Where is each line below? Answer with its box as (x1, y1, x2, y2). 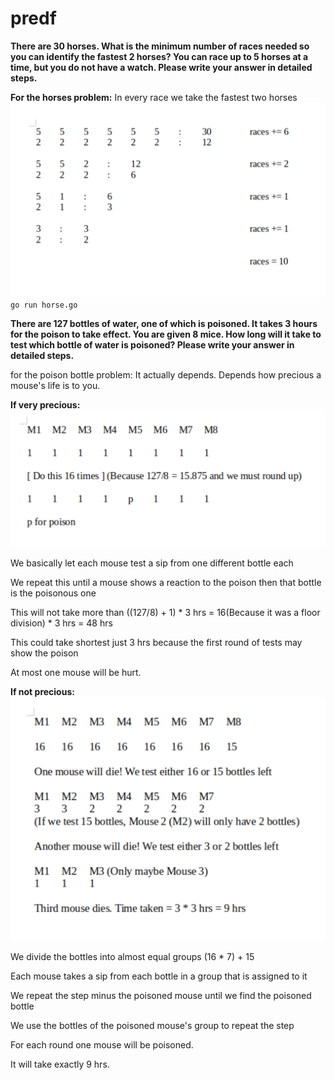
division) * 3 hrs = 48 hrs (10, 617, 113, 629)
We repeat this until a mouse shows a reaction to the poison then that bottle (10, 576, 322, 588)
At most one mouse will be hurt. (10, 666, 142, 678)
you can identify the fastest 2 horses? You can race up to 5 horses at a (10, 50, 309, 62)
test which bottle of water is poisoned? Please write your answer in (10, 338, 295, 351)
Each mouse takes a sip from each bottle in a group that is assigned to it (10, 970, 308, 982)
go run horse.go (10, 300, 78, 310)
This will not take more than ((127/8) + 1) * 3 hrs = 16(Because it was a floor (10, 606, 321, 618)
